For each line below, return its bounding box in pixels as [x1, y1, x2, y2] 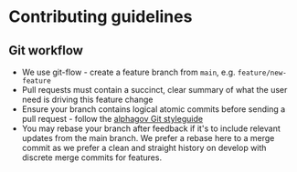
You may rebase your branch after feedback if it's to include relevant [21, 123, 281, 134]
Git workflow [8, 43, 84, 58]
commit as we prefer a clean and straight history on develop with [21, 143, 267, 153]
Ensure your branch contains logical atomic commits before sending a [21, 104, 286, 115]
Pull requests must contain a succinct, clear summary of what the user [21, 85, 288, 95]
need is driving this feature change [21, 94, 154, 105]
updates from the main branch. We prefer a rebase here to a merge [21, 133, 275, 143]
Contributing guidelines [8, 6, 193, 27]
